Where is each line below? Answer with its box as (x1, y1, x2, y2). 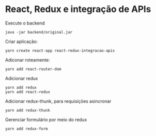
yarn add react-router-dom (5, 66, 61, 71)
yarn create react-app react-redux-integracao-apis (5, 48, 115, 53)
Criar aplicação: (5, 38, 38, 44)
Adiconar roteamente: (5, 56, 50, 63)
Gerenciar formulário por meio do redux (5, 116, 87, 122)
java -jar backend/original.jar (5, 29, 72, 34)
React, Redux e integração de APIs (5, 3, 151, 15)
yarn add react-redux (5, 89, 50, 94)
